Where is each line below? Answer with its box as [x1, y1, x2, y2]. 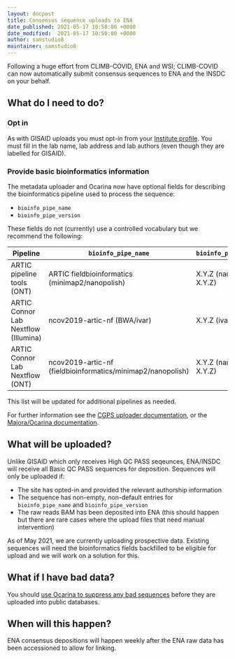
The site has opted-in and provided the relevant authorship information [17, 485, 222, 494]
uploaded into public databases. [7, 597, 100, 606]
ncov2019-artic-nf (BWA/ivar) [48, 315, 152, 325]
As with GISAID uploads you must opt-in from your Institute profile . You [7, 134, 213, 142]
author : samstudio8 [7, 36, 64, 43]
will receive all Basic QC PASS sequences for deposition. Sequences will [7, 464, 215, 473]
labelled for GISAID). [7, 148, 66, 158]
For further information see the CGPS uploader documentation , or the [7, 410, 208, 419]
